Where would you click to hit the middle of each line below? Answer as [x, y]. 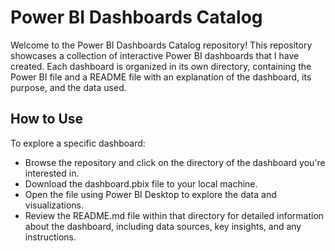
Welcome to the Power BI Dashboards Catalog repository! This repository [161, 45]
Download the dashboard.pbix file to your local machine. [141, 183]
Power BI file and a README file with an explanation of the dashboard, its [161, 77]
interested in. [52, 173]
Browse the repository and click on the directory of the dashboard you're [175, 162]
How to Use [47, 119]
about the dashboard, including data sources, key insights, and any [163, 226]
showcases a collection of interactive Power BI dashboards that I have [155, 55]
